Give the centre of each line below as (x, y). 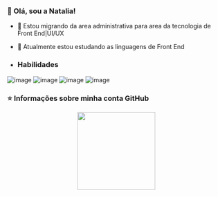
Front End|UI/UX (40, 33)
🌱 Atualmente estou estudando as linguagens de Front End (101, 47)
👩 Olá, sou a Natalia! (42, 11)
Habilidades (38, 65)
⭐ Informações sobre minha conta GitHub (78, 98)
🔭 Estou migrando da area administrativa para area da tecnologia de (114, 26)
